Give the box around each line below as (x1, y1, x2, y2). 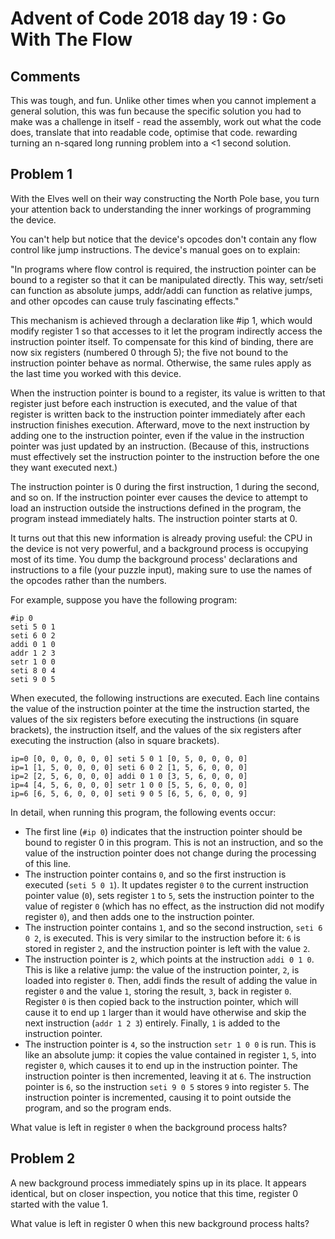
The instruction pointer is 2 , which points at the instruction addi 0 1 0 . (24, 953, 315, 965)
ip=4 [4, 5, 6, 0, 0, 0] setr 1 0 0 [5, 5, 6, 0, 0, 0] (10, 780, 248, 790)
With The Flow (10, 28, 133, 51)
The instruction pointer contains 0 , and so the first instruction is (24, 868, 287, 880)
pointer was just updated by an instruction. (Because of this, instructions (10, 440, 310, 452)
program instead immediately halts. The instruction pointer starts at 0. (10, 512, 298, 524)
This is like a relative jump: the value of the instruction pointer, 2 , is (24, 963, 300, 976)
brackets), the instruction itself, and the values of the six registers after (10, 723, 302, 736)
